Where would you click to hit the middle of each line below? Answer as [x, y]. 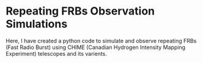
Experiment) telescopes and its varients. [57, 53]
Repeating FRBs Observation [80, 11]
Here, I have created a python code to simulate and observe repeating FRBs [101, 41]
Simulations [37, 24]
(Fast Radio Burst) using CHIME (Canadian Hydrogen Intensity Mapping [96, 47]
